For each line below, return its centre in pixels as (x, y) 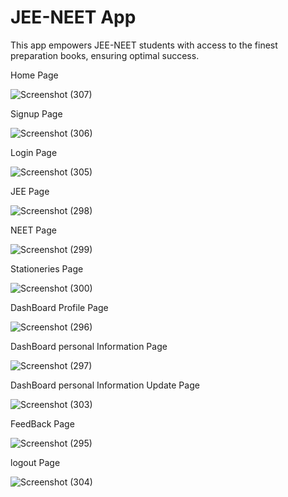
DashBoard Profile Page (59, 307)
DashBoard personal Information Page (89, 346)
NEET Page (33, 230)
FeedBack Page (42, 423)
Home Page (34, 75)
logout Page (35, 462)
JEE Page (30, 191)
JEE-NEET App (73, 17)
